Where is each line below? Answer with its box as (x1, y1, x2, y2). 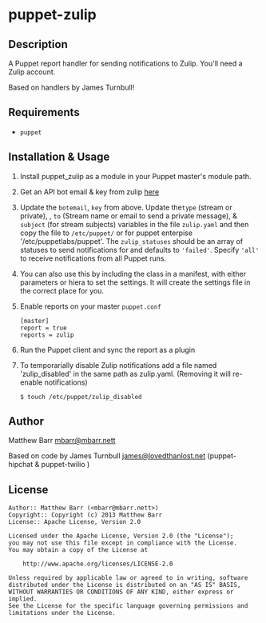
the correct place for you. (19, 286, 104, 295)
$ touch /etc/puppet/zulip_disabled (19, 393, 142, 401)
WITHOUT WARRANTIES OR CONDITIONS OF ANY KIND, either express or (8, 588, 234, 597)
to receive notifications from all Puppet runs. (19, 254, 166, 263)
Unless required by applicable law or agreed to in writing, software (8, 574, 248, 582)
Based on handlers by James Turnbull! (8, 82, 135, 92)
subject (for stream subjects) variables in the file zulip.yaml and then (19, 219, 249, 229)
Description (8, 38, 68, 51)
